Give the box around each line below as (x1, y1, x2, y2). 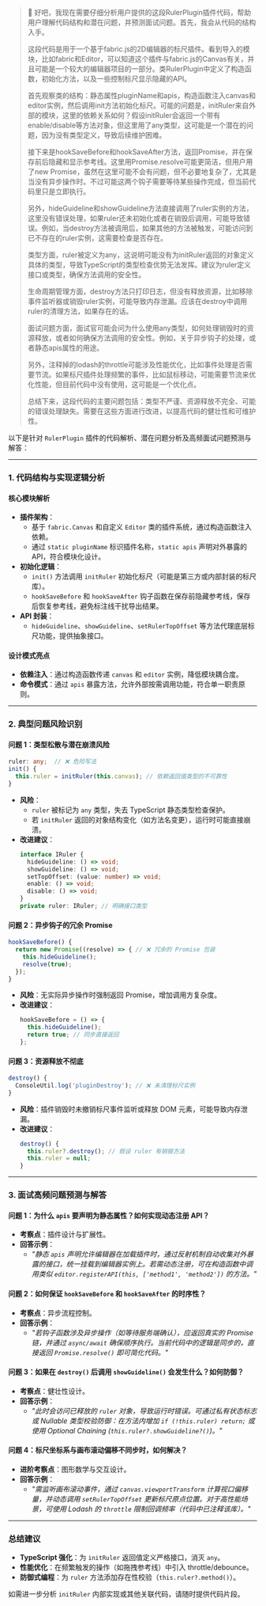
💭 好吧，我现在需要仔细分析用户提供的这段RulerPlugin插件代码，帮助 (27, 8, 252, 17)
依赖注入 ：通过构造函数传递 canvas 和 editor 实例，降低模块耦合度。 (19, 670, 243, 679)
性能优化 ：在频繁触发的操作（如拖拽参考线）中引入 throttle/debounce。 (19, 1562, 254, 1572)
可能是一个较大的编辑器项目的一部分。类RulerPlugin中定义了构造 (34, 64, 245, 74)
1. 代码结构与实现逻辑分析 (8, 472, 105, 483)
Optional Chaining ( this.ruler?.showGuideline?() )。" (47, 1426, 223, 1435)
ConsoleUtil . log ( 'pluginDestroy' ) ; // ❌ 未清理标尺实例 (15, 1081, 196, 1089)
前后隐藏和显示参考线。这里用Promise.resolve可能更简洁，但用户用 (34, 158, 253, 166)
